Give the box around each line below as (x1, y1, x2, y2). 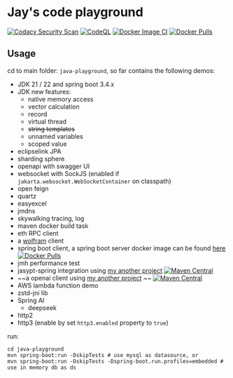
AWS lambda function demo (17, 281, 99, 290)
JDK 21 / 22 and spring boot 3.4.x (17, 80, 115, 88)
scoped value (27, 140, 68, 148)
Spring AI (17, 296, 45, 304)
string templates (27, 124, 75, 133)
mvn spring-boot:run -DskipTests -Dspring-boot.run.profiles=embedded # (7, 358, 224, 365)
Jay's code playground (7, 4, 143, 20)
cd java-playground (7, 345, 64, 353)
